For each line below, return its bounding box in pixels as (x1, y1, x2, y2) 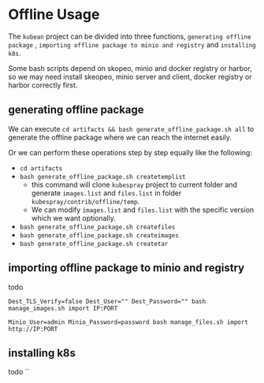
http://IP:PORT (8, 325, 58, 333)
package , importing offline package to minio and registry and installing (8, 39, 256, 49)
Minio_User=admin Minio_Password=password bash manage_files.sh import (8, 318, 248, 326)
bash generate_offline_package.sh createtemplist (19, 173, 187, 180)
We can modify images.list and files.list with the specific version (31, 205, 255, 214)
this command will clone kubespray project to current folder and (31, 180, 238, 189)
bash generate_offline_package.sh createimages (19, 231, 179, 240)
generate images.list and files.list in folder (31, 188, 182, 198)
